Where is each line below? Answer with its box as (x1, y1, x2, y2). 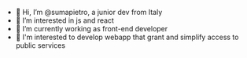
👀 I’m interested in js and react (15, 16, 114, 25)
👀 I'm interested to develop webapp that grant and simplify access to (15, 32, 239, 42)
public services (15, 41, 65, 50)
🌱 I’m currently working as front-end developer (15, 24, 168, 33)
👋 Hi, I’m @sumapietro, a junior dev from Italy (15, 8, 163, 16)
